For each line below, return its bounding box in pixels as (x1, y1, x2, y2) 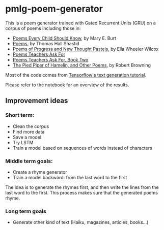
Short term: (5, 112, 35, 119)
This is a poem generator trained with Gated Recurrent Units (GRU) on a (5, 20, 156, 26)
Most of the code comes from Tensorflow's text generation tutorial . (5, 72, 147, 78)
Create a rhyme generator (12, 169, 67, 175)
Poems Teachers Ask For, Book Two (12, 56, 89, 62)
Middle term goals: (5, 157, 53, 165)
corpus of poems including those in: (5, 25, 81, 31)
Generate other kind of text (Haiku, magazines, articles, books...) (12, 219, 149, 225)
